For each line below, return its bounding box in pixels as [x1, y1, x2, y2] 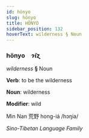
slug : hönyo [6, 15, 36, 21]
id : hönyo [6, 8, 31, 15]
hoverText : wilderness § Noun [6, 31, 82, 38]
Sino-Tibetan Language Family [6, 125, 83, 132]
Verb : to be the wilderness [6, 77, 72, 84]
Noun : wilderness [6, 88, 51, 96]
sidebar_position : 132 [6, 25, 63, 32]
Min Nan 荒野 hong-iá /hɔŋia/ [6, 113, 79, 120]
